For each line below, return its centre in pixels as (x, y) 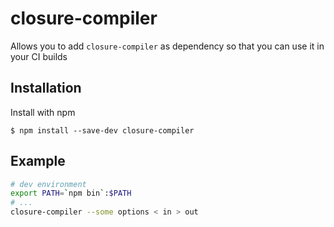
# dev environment (48, 184)
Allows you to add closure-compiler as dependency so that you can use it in (167, 46)
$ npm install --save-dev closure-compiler (102, 130)
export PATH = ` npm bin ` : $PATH (71, 193)
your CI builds (39, 56)
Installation (46, 88)
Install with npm (43, 112)
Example (38, 161)
